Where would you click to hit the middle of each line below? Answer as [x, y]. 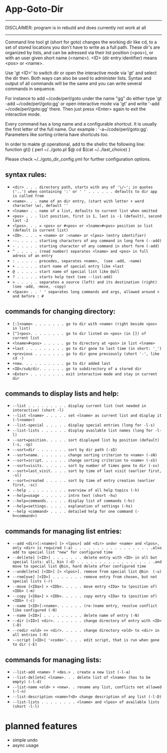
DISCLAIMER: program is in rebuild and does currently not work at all [76, 27]
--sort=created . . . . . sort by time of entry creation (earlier [83, 481]
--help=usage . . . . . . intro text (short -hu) [65, 496]
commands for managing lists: [53, 660]
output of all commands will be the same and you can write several [74, 83]
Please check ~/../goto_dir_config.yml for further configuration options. [78, 159]
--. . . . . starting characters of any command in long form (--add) [87, 241]
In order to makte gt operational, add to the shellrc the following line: [75, 144]
